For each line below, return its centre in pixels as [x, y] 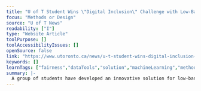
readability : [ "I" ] [31, 28]
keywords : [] [22, 62]
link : [13, 56]
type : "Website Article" [37, 34]
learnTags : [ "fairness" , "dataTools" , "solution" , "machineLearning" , [92, 67]
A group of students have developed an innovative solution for [93, 78]
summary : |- [21, 73]
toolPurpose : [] [26, 40]
